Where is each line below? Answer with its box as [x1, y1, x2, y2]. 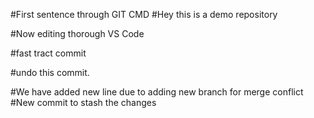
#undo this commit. [10, 67, 90, 78]
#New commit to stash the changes [10, 97, 157, 108]
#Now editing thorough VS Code [10, 28, 145, 39]
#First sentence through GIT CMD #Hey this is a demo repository [10, 9, 278, 20]
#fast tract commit [10, 47, 87, 59]
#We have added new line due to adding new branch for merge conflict [10, 86, 304, 98]
